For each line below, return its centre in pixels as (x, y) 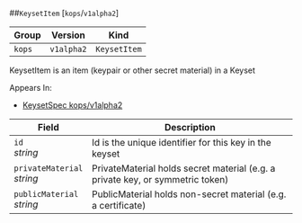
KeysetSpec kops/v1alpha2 (72, 105)
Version (68, 35)
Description (190, 127)
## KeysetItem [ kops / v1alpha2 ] (64, 13)
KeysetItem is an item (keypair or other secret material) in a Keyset (133, 70)
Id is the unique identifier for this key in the (181, 143)
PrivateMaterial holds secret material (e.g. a (183, 168)
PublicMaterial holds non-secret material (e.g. (189, 194)
